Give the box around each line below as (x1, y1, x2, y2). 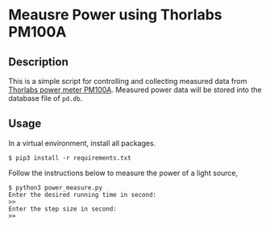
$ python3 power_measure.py (8, 183, 103, 191)
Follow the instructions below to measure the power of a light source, (8, 168, 239, 178)
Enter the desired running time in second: (8, 190, 157, 199)
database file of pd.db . (8, 94, 83, 103)
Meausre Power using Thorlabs (8, 6, 223, 24)
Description (8, 55, 69, 69)
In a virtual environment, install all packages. (8, 138, 156, 148)
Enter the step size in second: (8, 204, 117, 213)
